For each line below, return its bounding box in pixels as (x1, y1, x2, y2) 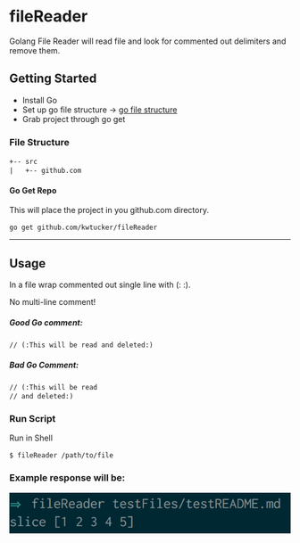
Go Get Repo (9, 185, 57, 195)
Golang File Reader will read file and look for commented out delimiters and (9, 36, 287, 46)
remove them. (9, 45, 61, 55)
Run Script (9, 412, 56, 424)
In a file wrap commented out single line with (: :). (9, 279, 191, 291)
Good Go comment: (9, 317, 83, 327)
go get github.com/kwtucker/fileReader (9, 223, 158, 233)
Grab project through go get (21, 113, 126, 124)
